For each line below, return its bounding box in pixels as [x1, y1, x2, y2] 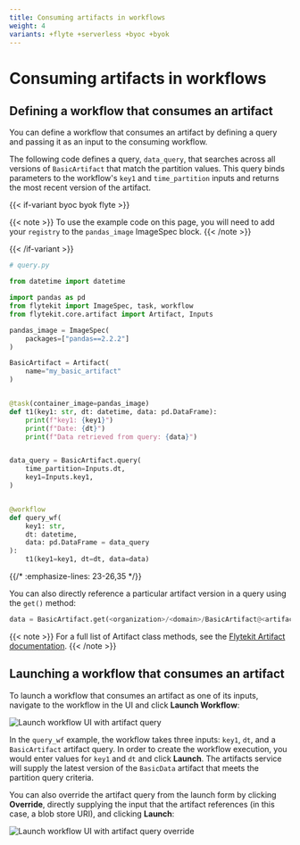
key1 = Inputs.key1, [25, 473, 94, 482]
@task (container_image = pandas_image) [9, 399, 150, 408]
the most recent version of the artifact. [9, 182, 152, 193]
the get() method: [9, 598, 76, 608]
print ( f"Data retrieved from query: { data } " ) [25, 432, 198, 442]
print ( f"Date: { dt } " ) [25, 424, 105, 433]
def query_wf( [9, 513, 62, 522]
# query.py [9, 261, 50, 270]
